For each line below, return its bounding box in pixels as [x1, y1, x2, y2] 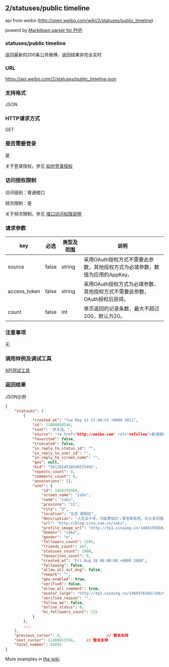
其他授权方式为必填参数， [94, 264, 154, 271]
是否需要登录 [5, 140, 37, 147]
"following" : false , [41, 563, 84, 568]
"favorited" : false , [32, 436, 75, 442]
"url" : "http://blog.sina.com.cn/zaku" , [41, 521, 127, 526]
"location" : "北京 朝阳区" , [41, 511, 97, 516]
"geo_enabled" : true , [41, 577, 87, 582]
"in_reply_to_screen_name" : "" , [32, 455, 100, 460]
